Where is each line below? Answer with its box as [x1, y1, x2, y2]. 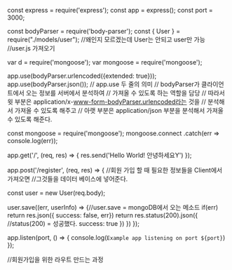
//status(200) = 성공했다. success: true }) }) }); [7, 220, 140, 227]
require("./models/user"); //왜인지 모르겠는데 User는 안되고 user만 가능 [7, 35, 205, 43]
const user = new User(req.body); [7, 189, 106, 197]
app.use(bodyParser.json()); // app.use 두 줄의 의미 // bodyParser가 [7, 80, 200, 88]
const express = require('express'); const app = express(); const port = [7, 6, 213, 14]
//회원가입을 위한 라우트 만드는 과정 [7, 255, 104, 264]
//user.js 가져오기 [7, 44, 55, 52]
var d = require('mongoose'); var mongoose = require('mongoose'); [7, 58, 203, 66]
